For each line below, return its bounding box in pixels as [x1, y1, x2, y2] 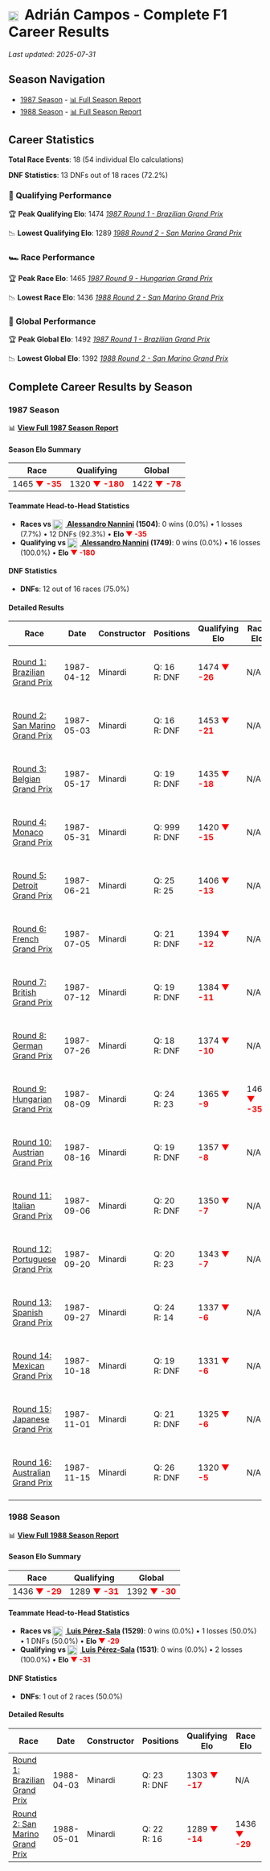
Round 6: [12, 924, 47, 935]
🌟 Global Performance [8, 316, 96, 327]
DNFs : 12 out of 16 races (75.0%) [19, 584, 130, 594]
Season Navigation [8, 72, 106, 86]
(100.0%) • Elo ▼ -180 [19, 548, 96, 557]
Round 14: [12, 1351, 52, 1362]
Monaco [12, 827, 44, 838]
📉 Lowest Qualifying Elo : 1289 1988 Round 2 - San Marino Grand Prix [8, 228, 243, 238]
